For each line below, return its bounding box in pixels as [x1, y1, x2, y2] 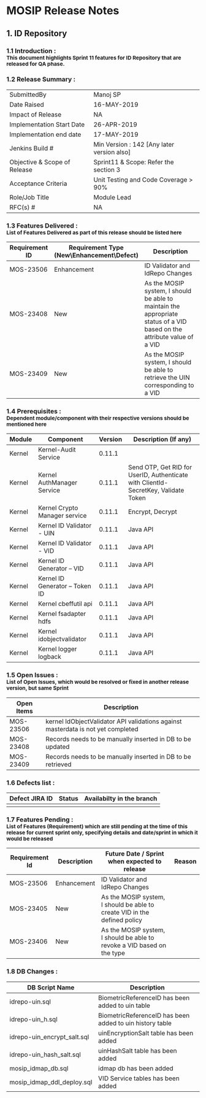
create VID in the [101, 908, 150, 917]
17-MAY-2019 [93, 130, 139, 139]
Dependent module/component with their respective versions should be [6, 415, 189, 422]
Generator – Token [37, 582, 91, 591]
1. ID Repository [6, 28, 67, 39]
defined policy [101, 916, 143, 924]
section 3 [93, 165, 121, 174]
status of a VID [144, 317, 187, 326]
